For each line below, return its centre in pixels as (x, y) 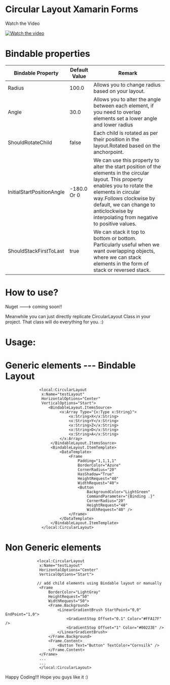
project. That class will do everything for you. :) (54, 322)
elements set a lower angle (125, 118)
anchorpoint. (109, 152)
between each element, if (124, 106)
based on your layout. (119, 91)
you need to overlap (117, 112)
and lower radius (113, 124)
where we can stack (117, 257)
